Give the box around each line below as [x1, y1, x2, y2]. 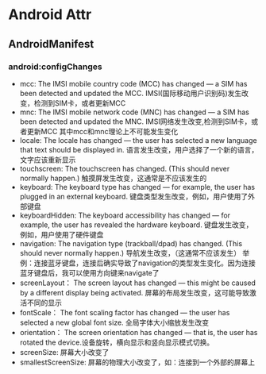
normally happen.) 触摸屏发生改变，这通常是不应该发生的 [19, 173, 207, 183]
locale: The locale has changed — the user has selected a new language [19, 135, 257, 145]
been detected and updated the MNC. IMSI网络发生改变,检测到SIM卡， [19, 117, 252, 126]
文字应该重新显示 [19, 155, 76, 164]
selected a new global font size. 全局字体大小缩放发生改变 [19, 318, 210, 327]
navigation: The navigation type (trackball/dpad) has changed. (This [19, 238, 243, 248]
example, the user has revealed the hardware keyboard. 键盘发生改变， [19, 220, 253, 229]
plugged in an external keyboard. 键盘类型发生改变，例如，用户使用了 [19, 191, 249, 201]
